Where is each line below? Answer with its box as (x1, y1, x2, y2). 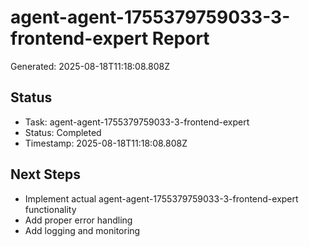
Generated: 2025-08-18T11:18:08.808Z (10, 60, 170, 72)
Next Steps (10, 166, 81, 183)
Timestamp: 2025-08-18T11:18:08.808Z (24, 137, 188, 149)
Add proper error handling (24, 214, 133, 226)
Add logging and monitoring (24, 224, 141, 236)
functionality (24, 203, 77, 215)
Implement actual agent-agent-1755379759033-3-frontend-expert (24, 192, 299, 205)
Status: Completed (24, 126, 102, 138)
